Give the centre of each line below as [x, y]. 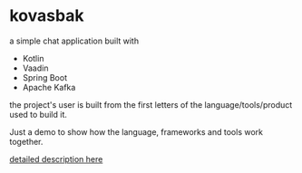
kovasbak [47, 16]
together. [26, 141]
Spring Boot [45, 77]
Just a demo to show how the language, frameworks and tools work [136, 131]
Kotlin [33, 58]
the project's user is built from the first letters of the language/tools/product [151, 104]
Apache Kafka [49, 87]
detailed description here [56, 159]
